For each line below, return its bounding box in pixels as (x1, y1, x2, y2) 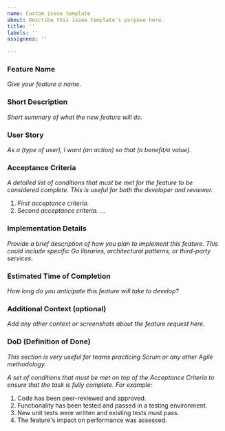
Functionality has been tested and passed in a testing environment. (17, 401, 208, 410)
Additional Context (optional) (7, 304, 107, 313)
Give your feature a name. (7, 80, 82, 88)
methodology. (7, 359, 47, 368)
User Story (7, 130, 44, 140)
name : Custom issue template (7, 10, 91, 17)
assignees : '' (7, 36, 48, 43)
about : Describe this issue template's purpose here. (7, 17, 165, 23)
